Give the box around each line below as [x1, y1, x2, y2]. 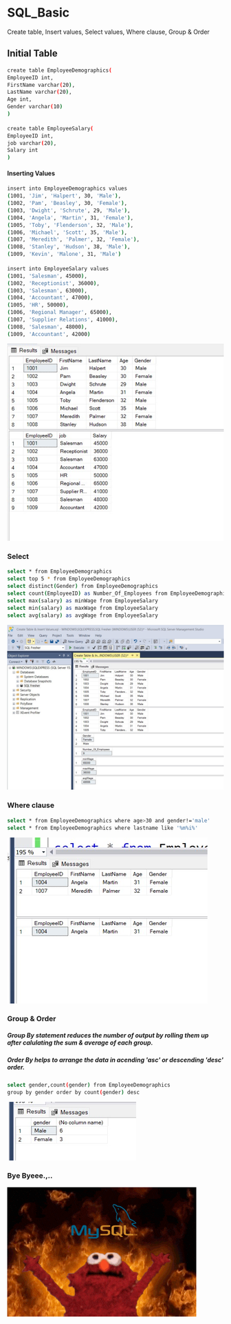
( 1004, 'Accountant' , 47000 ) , [7, 295, 94, 302]
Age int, [7, 96, 32, 103]
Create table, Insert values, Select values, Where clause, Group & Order [7, 28, 210, 36]
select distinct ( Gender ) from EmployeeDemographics [7, 583, 158, 590]
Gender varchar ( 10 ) [7, 103, 63, 110]
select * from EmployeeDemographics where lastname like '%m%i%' [7, 824, 198, 831]
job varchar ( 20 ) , [7, 139, 57, 146]
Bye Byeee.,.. [7, 1171, 53, 1180]
